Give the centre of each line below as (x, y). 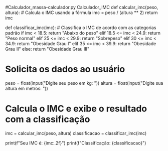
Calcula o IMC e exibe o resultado (76, 109)
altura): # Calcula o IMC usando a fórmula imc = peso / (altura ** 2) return (81, 13)
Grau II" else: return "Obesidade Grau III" (47, 49)
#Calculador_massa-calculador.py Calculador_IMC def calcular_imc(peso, (82, 7)
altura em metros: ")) (27, 88)
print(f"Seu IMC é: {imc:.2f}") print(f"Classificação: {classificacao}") (76, 143)
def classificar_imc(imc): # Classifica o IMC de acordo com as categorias (81, 28)
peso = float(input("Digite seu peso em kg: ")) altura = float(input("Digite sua (84, 83)
